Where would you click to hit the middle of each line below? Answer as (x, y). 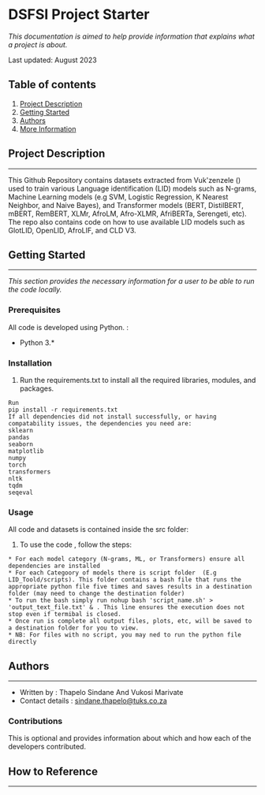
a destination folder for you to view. (74, 628)
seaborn (21, 444)
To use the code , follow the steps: (76, 544)
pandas (19, 437)
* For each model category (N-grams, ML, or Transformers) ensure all (127, 559)
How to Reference (53, 771)
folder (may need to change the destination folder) (97, 594)
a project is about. (38, 44)
